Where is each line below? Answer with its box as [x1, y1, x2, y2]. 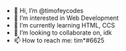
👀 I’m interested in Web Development [13, 14, 119, 22]
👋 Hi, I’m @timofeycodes [13, 7, 84, 14]
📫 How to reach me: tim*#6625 [13, 37, 105, 44]
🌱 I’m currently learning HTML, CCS [13, 21, 116, 29]
